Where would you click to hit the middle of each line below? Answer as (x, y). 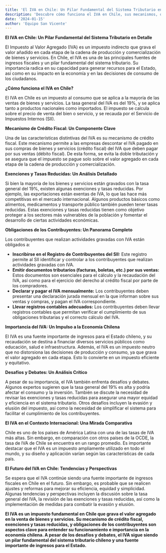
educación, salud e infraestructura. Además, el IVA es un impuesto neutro (80, 347)
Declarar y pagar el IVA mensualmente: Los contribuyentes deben (81, 291)
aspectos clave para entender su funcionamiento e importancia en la (77, 530)
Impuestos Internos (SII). (30, 119)
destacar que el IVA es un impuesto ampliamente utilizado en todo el (75, 449)
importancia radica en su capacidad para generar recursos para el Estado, (81, 68)
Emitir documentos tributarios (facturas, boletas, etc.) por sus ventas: (86, 270)
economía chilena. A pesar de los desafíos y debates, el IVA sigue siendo (82, 535)
